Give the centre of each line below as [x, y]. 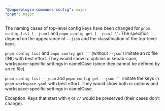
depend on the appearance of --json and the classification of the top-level [81, 38]
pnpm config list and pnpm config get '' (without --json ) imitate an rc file [82, 53]
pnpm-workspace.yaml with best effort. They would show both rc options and [82, 83]
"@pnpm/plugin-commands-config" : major [46, 10]
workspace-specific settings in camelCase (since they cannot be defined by [82, 64]
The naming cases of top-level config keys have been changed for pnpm [78, 28]
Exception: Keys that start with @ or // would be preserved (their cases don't [82, 98]
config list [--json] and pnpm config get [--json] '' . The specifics [77, 33]
